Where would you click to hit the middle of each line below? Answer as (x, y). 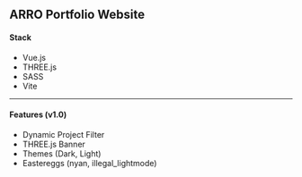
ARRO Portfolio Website (77, 15)
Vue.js (34, 57)
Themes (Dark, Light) (62, 153)
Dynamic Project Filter (63, 134)
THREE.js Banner (53, 144)
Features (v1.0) (38, 114)
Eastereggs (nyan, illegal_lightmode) (89, 163)
